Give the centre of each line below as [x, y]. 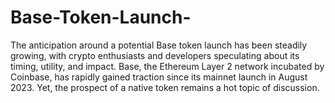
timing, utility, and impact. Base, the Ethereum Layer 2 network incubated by [167, 66]
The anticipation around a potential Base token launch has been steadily [159, 45]
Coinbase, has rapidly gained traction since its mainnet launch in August [159, 77]
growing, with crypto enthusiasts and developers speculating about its [155, 55]
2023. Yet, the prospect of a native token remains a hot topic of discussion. [165, 87]
